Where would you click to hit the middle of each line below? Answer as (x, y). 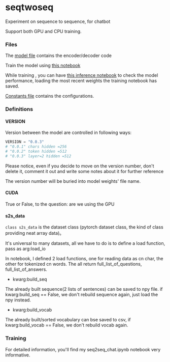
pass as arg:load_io (25, 249)
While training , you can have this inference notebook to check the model (82, 75)
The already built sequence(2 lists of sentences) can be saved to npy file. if (84, 289)
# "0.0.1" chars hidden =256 (36, 147)
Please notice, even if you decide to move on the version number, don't (80, 166)
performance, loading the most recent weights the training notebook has (81, 81)
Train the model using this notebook (43, 66)
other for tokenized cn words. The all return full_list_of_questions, (74, 264)
